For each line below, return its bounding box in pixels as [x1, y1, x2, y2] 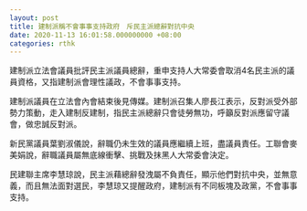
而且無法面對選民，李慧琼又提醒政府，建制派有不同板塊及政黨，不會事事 [25, 180, 298, 192]
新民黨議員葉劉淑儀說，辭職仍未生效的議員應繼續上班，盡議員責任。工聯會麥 [9, 138, 298, 149]
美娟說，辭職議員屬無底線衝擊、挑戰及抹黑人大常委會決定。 [9, 150, 234, 161]
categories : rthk [9, 38, 76, 48]
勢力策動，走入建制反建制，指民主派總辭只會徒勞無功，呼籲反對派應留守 [9, 107, 281, 119]
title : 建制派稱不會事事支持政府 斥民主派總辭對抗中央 [9, 22, 195, 31]
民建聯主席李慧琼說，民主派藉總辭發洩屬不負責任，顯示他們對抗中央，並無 [9, 169, 290, 180]
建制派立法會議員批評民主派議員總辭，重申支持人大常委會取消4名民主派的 [9, 65, 288, 76]
